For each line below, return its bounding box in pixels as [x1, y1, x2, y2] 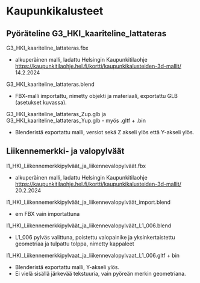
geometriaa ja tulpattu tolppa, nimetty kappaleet [14, 240, 134, 247]
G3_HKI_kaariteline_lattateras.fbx [6, 44, 89, 51]
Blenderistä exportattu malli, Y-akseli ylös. [14, 263, 120, 270]
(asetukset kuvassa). [14, 99, 67, 106]
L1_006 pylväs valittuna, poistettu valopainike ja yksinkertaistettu [14, 233, 175, 241]
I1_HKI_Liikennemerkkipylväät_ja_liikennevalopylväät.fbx [6, 162, 146, 169]
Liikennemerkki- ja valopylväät [6, 146, 125, 157]
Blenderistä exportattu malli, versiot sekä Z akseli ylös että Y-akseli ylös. [14, 129, 195, 135]
